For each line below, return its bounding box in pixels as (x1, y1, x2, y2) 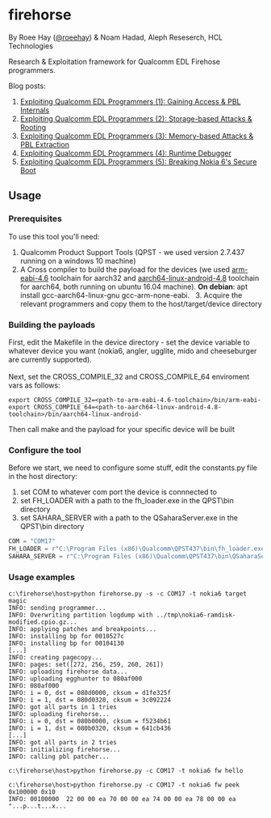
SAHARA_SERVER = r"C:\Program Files (8, 552, 131, 560)
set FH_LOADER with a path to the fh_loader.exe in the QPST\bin (19, 496, 234, 506)
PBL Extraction (19, 139, 70, 149)
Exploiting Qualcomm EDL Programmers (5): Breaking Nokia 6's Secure (19, 156, 257, 167)
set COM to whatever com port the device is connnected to (19, 487, 218, 497)
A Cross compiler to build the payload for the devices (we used (19, 265, 230, 274)
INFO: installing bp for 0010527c (8, 633, 125, 641)
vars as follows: (8, 380, 60, 390)
